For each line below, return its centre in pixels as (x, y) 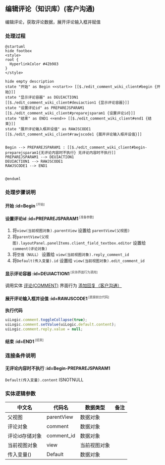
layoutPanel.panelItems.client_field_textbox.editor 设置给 (83, 243)
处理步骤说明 (21, 192)
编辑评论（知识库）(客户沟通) (50, 9)
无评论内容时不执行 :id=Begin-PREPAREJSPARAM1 (58, 368)
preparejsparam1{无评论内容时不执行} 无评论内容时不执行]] (61, 153)
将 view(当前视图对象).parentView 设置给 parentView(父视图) (71, 231)
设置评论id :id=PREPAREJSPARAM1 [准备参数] (50, 218)
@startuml (15, 47)
